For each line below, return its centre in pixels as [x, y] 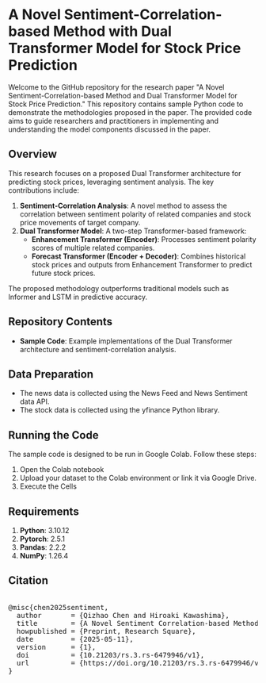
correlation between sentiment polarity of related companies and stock [135, 214]
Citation [28, 581]
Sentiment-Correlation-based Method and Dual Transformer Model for [123, 95]
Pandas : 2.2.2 [42, 547]
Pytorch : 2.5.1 [42, 539]
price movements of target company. [80, 222]
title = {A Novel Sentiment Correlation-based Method [137, 623]
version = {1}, [56, 647]
